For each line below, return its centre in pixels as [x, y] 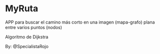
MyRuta [22, 9]
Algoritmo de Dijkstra [27, 37]
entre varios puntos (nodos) [34, 27]
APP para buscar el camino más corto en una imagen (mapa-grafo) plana [80, 22]
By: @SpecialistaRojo [27, 46]
